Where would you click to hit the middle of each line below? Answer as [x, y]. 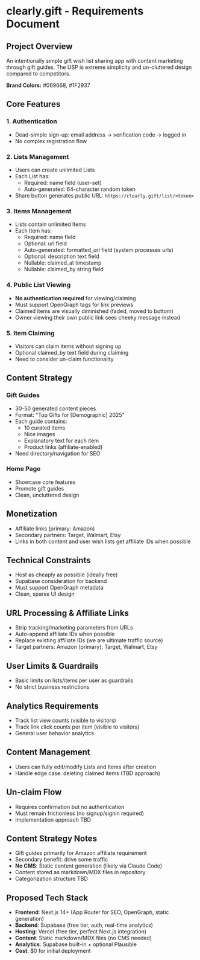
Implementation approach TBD [53, 819]
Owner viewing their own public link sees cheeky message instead [98, 317]
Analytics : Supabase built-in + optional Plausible [76, 944]
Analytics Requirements [52, 706]
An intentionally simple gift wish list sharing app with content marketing [95, 61]
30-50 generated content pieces [55, 408]
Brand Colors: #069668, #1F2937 [48, 85]
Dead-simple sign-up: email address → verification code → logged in [101, 135]
